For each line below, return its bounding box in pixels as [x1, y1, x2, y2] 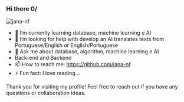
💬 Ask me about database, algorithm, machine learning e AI [14, 48, 159, 55]
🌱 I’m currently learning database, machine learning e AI [14, 29, 152, 36]
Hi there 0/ [6, 5, 37, 13]
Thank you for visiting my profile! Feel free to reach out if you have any [6, 83, 178, 90]
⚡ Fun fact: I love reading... [14, 70, 80, 77]
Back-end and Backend [14, 55, 72, 62]
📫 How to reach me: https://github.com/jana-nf [14, 61, 131, 68]
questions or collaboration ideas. [6, 90, 86, 97]
